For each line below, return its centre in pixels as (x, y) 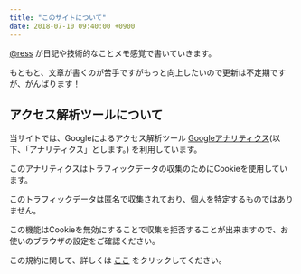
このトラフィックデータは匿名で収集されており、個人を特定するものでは (144, 199)
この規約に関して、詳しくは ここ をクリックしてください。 (118, 260)
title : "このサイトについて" (58, 18)
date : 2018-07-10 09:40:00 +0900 (72, 26)
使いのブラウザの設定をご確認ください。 (85, 241)
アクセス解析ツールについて (86, 114)
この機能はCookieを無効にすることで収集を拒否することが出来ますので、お (149, 230)
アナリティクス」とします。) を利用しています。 (115, 149)
